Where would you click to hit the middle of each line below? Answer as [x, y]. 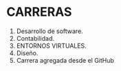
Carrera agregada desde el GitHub [65, 60]
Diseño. [27, 53]
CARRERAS [39, 12]
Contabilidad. [35, 38]
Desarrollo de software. [49, 31]
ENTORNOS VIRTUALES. [51, 45]
